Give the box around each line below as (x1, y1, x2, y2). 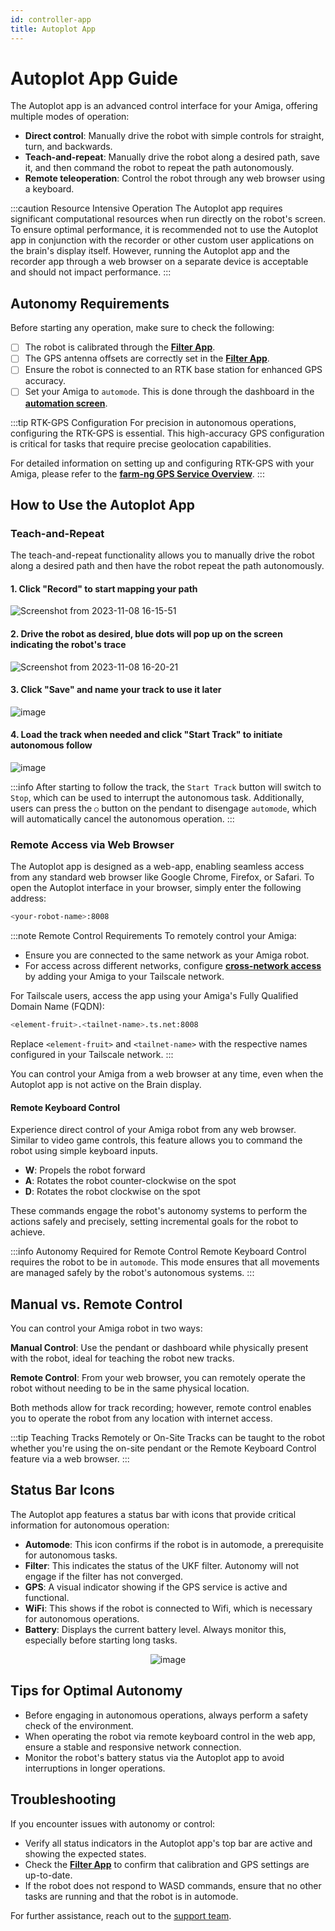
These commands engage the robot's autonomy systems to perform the (10, 1205, 308, 1217)
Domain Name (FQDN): (10, 1001, 105, 1013)
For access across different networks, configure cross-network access (24, 960, 322, 972)
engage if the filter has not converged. (24, 1570, 184, 1582)
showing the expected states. (24, 1847, 147, 1860)
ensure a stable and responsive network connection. (24, 1741, 242, 1753)
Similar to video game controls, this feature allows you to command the (10, 1134, 303, 1146)
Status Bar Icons (10, 1482, 115, 1499)
